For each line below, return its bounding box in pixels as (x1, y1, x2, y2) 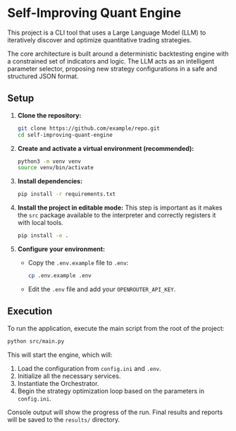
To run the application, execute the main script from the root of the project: (7, 324, 225, 332)
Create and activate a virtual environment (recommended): (17, 144, 194, 152)
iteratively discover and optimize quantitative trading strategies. (7, 35, 192, 44)
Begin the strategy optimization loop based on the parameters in (17, 387, 204, 395)
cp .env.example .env (27, 272, 92, 279)
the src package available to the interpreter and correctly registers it (17, 211, 216, 219)
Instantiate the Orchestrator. (17, 379, 99, 387)
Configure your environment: (17, 245, 106, 253)
